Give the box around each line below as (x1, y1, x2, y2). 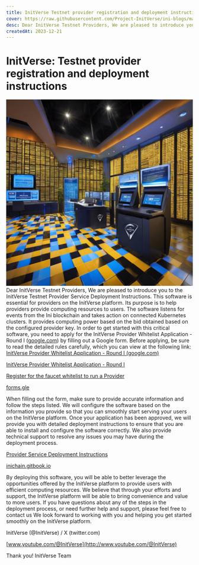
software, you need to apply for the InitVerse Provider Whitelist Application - (6, 331, 192, 338)
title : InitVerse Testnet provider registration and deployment (6, 9, 168, 15)
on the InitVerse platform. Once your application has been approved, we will (6, 414, 191, 421)
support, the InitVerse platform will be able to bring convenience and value (6, 493, 188, 500)
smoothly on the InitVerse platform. (6, 518, 92, 525)
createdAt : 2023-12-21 (6, 28, 62, 34)
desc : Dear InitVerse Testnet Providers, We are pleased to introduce (6, 22, 184, 28)
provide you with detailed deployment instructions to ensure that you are (6, 421, 184, 428)
